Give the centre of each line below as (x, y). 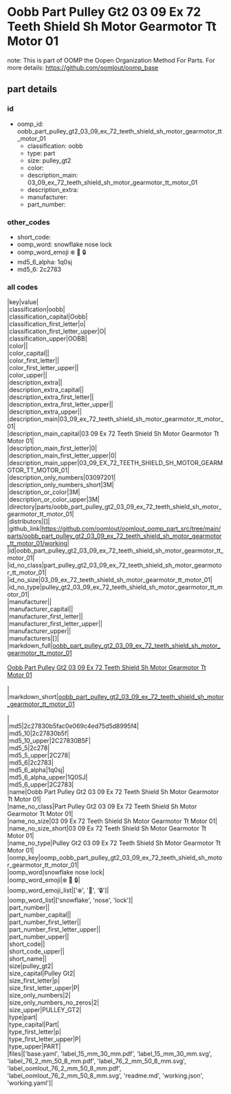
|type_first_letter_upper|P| (44, 1039)
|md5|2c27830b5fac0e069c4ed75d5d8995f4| (73, 726)
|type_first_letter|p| (34, 1032)
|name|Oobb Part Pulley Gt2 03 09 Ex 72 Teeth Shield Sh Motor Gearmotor (113, 792)
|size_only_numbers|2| (39, 996)
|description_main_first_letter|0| (52, 449)
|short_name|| (27, 959)
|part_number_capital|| (39, 915)
